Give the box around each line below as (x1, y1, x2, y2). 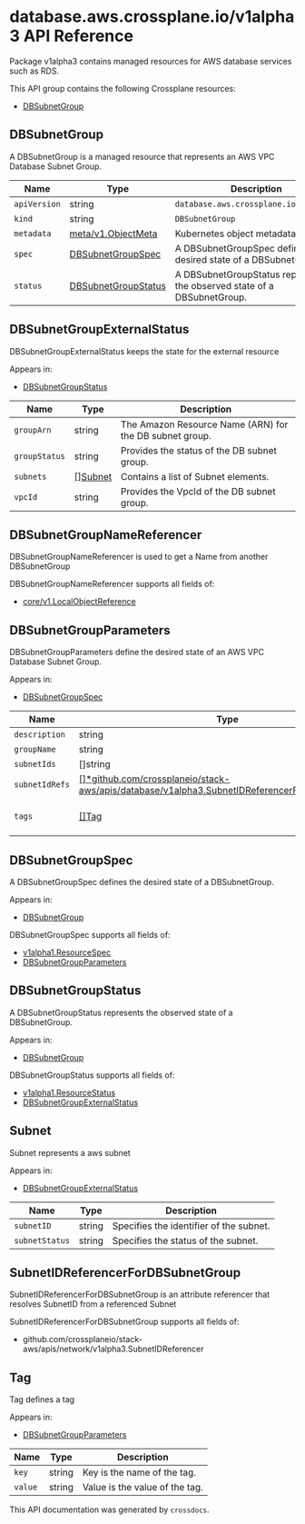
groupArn (14, 424, 52, 435)
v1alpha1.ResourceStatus (22, 1087, 116, 1098)
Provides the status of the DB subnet (121, 443, 277, 456)
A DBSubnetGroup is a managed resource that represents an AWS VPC (9, 151, 275, 162)
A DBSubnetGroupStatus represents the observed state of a (9, 1007, 233, 1018)
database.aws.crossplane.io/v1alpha (9, 6, 295, 27)
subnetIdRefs (14, 780, 71, 790)
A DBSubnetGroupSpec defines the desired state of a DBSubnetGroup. (9, 877, 274, 887)
